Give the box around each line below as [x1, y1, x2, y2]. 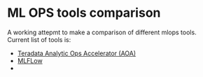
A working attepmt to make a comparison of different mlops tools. [7, 28, 197, 36]
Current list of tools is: [7, 35, 71, 43]
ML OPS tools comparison [7, 5, 161, 21]
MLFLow [17, 56, 43, 64]
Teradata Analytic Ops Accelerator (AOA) [17, 49, 136, 57]
